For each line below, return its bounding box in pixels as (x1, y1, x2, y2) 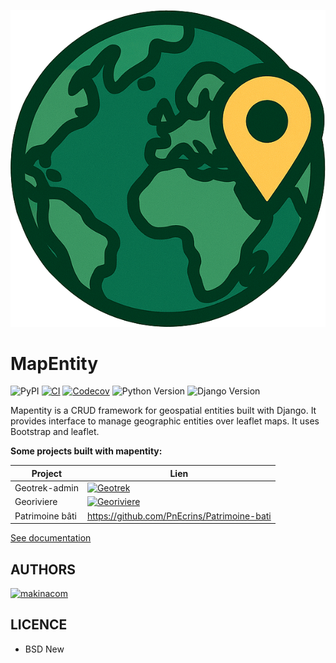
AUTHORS (10, 561, 77, 578)
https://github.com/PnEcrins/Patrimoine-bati (86, 510, 272, 522)
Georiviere (14, 496, 58, 508)
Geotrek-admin (14, 482, 79, 494)
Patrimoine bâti (14, 510, 77, 522)
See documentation (10, 532, 92, 544)
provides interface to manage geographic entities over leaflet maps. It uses (10, 415, 320, 427)
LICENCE (10, 616, 68, 634)
